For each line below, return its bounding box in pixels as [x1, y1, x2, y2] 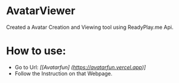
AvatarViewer [6, 4, 76, 18]
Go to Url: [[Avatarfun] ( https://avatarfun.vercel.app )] [14, 64, 146, 71]
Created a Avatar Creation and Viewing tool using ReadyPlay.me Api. [6, 24, 174, 31]
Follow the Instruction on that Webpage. [14, 69, 113, 77]
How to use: [6, 44, 66, 58]
